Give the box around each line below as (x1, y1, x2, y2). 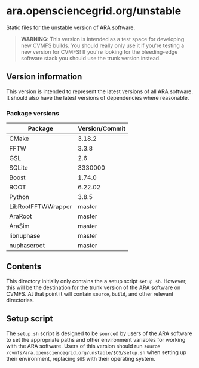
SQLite (9, 164, 28, 172)
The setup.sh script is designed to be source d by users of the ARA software (6, 330, 192, 337)
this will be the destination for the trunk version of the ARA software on (6, 284, 181, 291)
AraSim (9, 222, 30, 231)
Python (9, 193, 30, 201)
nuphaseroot (9, 241, 45, 250)
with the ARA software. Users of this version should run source (6, 342, 160, 349)
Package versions (6, 109, 60, 117)
